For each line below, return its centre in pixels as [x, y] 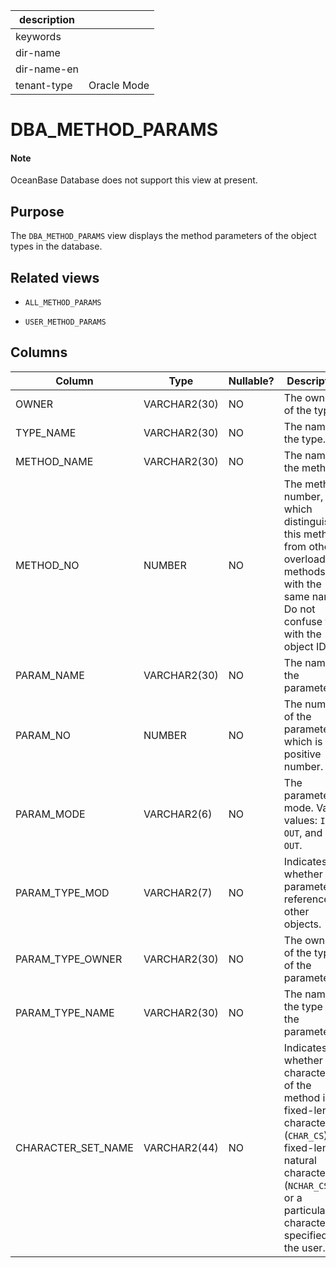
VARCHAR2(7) [178, 892]
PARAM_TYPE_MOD [62, 892]
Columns [39, 352]
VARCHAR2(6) [178, 814]
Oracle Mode [119, 85]
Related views [55, 277]
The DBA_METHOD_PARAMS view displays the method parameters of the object [163, 236]
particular [306, 1210]
